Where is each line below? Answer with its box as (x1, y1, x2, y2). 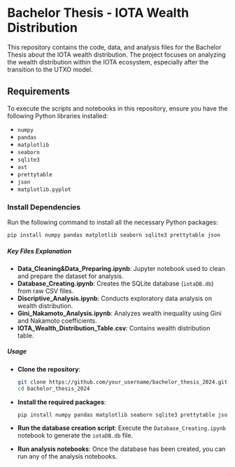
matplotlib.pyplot (17, 186, 71, 193)
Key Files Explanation (7, 246, 72, 255)
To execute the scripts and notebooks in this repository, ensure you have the (7, 104, 228, 113)
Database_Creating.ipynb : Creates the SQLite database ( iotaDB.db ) (17, 279, 215, 288)
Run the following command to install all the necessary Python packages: (7, 218, 218, 227)
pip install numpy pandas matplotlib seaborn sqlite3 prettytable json (7, 232, 220, 239)
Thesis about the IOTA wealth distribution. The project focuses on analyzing (7, 50, 226, 59)
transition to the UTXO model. (7, 65, 93, 74)
